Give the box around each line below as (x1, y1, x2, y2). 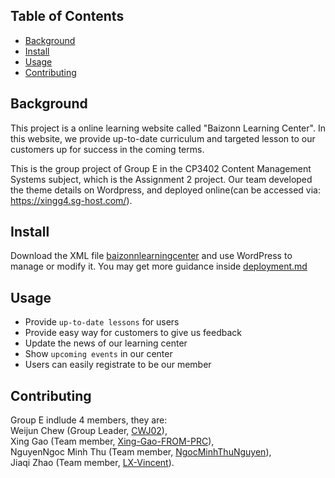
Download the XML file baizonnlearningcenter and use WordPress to (10, 250, 293, 262)
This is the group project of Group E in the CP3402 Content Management (10, 162, 312, 174)
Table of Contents (10, 8, 125, 25)
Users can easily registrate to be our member (24, 359, 212, 371)
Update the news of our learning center (24, 337, 188, 349)
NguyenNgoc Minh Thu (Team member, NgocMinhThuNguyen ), (10, 446, 272, 458)
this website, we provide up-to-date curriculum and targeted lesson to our (10, 132, 316, 144)
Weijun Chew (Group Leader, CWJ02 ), (10, 425, 168, 437)
